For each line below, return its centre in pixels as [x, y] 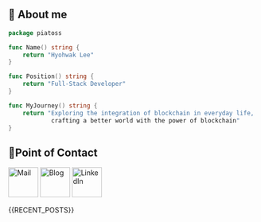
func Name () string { [44, 47]
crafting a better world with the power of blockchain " [145, 120]
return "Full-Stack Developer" [74, 84]
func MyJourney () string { [53, 105]
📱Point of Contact [53, 152]
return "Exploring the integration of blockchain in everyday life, [138, 113]
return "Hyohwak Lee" [58, 55]
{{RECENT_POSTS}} [41, 210]
